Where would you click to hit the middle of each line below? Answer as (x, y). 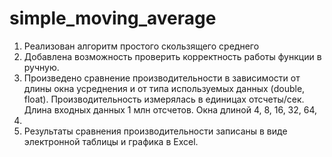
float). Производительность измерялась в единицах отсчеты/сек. (164, 99)
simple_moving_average (113, 18)
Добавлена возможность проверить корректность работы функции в (172, 56)
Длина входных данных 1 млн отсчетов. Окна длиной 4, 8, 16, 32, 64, (170, 109)
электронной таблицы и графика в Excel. (111, 141)
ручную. (41, 67)
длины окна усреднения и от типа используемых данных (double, (164, 88)
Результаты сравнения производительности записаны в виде (155, 131)
